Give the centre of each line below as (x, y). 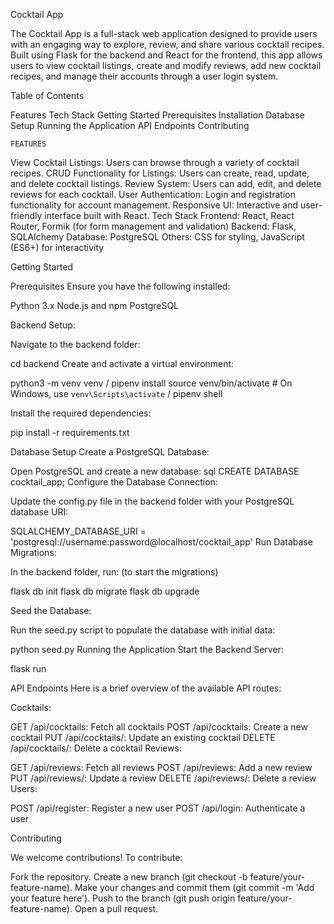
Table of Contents (47, 95)
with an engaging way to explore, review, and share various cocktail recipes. (167, 44)
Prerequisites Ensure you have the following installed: (120, 286)
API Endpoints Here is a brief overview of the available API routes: (146, 688)
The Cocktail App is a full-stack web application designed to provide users (164, 33)
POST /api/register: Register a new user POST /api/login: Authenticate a (158, 808)
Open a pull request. (116, 908)
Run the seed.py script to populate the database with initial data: (143, 630)
